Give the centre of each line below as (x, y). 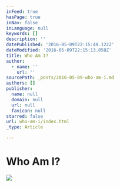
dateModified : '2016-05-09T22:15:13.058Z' (59, 50)
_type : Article (25, 127)
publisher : (19, 89)
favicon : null (29, 111)
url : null (23, 105)
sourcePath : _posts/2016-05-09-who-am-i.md (60, 78)
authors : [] (21, 83)
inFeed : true (22, 12)
